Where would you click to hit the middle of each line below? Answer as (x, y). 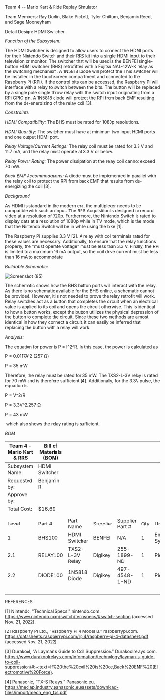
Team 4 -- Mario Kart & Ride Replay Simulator (51, 7)
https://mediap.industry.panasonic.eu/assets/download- (62, 687)
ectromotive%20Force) (28, 672)
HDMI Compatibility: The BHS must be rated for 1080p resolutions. (72, 122)
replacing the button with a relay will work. (48, 328)
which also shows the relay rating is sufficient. (53, 424)
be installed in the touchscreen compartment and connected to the (73, 77)
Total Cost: (20, 509)
